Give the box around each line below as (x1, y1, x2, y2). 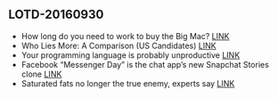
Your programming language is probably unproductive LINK (20, 49, 241, 61)
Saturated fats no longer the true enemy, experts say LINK (20, 78, 235, 88)
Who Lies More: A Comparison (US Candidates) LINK (20, 40, 217, 51)
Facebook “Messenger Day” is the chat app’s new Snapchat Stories (20, 59, 269, 69)
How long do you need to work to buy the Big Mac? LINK (20, 30, 230, 41)
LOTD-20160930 (8, 7, 104, 22)
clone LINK (20, 69, 62, 79)
